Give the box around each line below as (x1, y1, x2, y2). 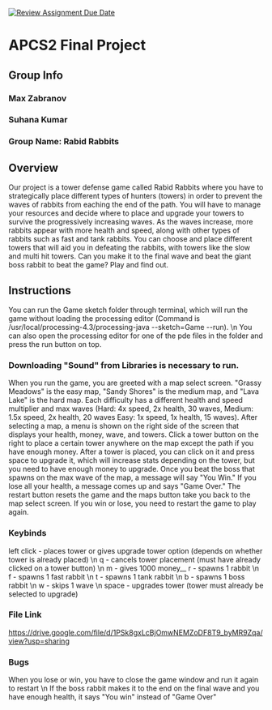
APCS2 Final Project (8, 36, 147, 54)
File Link (8, 609, 42, 620)
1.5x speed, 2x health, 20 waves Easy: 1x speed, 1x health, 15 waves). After (8, 413, 257, 422)
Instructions (8, 284, 71, 297)
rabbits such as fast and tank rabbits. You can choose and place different (8, 234, 253, 244)
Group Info (8, 68, 63, 82)
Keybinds (8, 528, 47, 539)
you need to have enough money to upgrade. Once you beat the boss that (8, 464, 255, 474)
